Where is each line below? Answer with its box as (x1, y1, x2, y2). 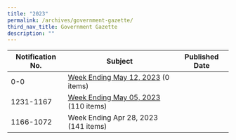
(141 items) (67, 122, 107, 132)
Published (184, 52, 219, 62)
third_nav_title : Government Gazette (7, 23, 118, 30)
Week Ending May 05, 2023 (67, 92, 161, 102)
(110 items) (67, 101, 107, 111)
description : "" (7, 29, 55, 37)
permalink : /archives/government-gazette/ (7, 17, 133, 24)
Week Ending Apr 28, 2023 (67, 113, 158, 122)
